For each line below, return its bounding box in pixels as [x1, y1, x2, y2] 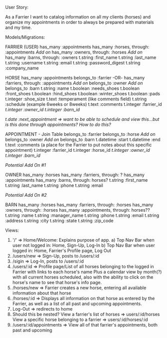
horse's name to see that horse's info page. [12, 280, 102, 285]
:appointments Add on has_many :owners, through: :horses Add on [5, 49, 143, 55]
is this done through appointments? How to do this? [5, 122, 111, 127]
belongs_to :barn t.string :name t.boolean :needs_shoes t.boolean [5, 85, 140, 91]
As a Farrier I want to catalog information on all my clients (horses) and [5, 14, 151, 19]
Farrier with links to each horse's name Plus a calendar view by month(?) [12, 269, 162, 275]
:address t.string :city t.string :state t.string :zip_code [5, 218, 114, 224]
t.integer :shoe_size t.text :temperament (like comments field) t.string [5, 96, 147, 102]
